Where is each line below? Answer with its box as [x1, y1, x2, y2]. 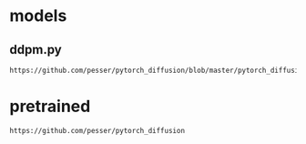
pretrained [9, 97, 91, 117]
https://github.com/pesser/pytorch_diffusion [9, 126, 185, 135]
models [9, 5, 67, 26]
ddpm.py [9, 42, 62, 57]
